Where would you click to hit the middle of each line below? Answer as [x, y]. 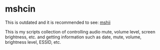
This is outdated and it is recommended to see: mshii [58, 22]
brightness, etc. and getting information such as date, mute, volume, [73, 37]
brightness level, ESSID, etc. [33, 42]
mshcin [20, 9]
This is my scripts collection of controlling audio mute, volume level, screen [80, 32]
